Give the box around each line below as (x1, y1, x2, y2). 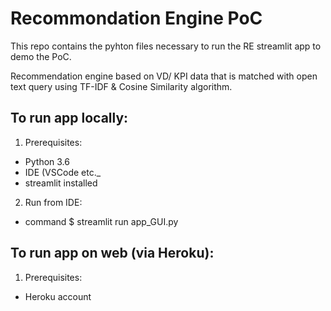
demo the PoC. (10, 50, 72, 62)
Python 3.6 (24, 155, 70, 167)
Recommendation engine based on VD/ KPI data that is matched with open (10, 70, 318, 82)
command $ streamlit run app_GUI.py (24, 215, 179, 227)
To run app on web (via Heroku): (10, 245, 215, 262)
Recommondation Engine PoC (10, 7, 263, 30)
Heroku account (24, 290, 92, 302)
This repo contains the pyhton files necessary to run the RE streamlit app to (10, 40, 322, 52)
